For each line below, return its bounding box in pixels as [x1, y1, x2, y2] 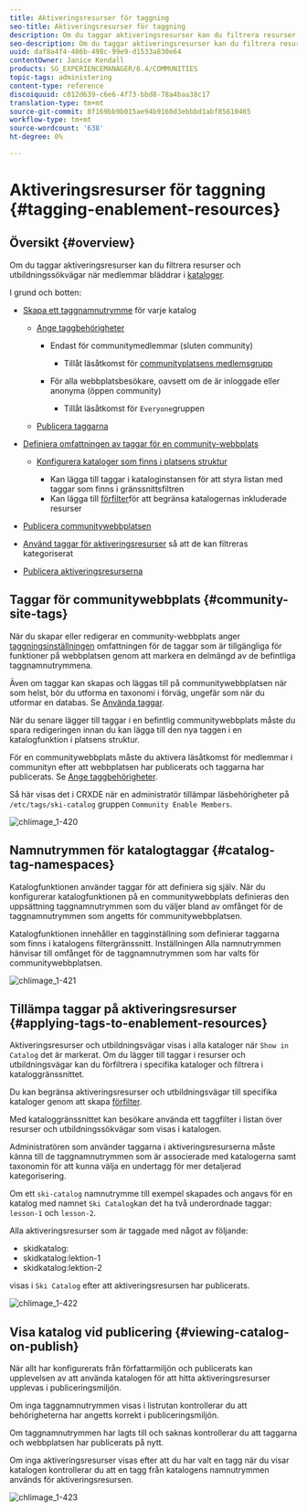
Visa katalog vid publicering [9, 1324, 173, 1339]
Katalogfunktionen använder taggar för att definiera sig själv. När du [9, 881, 266, 892]
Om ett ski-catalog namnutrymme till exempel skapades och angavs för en [9, 1189, 293, 1200]
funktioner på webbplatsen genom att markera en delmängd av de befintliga [9, 650, 296, 661]
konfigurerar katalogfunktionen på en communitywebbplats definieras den [9, 891, 290, 902]
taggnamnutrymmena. [9, 660, 93, 671]
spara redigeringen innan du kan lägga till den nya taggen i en [9, 724, 242, 735]
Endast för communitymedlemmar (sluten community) [49, 340, 254, 351]
